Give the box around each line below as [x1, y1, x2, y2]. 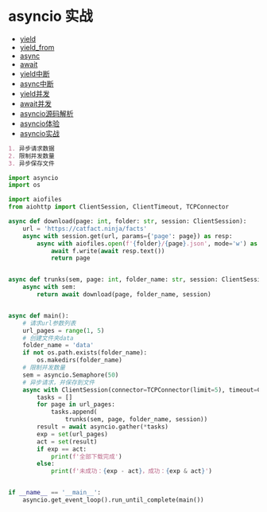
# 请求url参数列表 [22, 319, 76, 327]
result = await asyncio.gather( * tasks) [37, 423, 169, 431]
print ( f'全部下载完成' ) [50, 452, 122, 460]
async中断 [19, 79, 54, 88]
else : [37, 459, 56, 468]
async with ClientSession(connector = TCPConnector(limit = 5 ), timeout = [22, 385, 258, 394]
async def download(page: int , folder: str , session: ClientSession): [8, 217, 247, 225]
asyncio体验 [19, 119, 60, 128]
